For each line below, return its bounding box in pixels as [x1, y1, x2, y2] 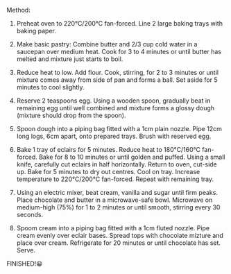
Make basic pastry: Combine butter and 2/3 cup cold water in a [16, 40, 198, 48]
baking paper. [16, 27, 56, 35]
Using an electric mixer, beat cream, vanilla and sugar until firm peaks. [16, 189, 218, 196]
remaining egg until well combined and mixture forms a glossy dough [16, 104, 215, 112]
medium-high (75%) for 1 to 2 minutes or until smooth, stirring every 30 [16, 203, 221, 211]
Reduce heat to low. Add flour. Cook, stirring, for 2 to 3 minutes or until [16, 69, 219, 76]
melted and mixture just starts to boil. [16, 55, 123, 63]
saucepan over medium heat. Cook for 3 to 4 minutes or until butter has [16, 48, 221, 55]
